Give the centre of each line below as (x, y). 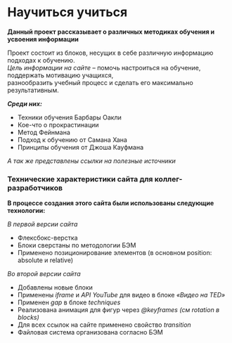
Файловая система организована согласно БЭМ (90, 332)
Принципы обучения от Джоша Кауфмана (80, 147)
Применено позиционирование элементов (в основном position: (115, 253)
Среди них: (25, 103)
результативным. (33, 90)
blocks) (28, 318)
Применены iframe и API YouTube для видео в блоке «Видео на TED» (121, 295)
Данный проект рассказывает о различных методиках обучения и (111, 32)
